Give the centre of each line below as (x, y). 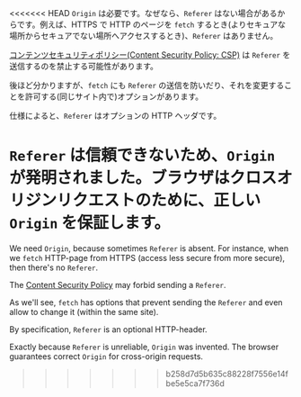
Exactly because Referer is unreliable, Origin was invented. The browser (144, 347)
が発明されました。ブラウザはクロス (143, 178)
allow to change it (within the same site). (84, 311)
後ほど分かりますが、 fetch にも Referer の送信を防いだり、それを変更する (147, 85)
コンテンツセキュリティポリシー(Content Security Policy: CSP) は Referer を (150, 55)
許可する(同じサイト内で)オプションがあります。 (114, 96)
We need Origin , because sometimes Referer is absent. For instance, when (149, 248)
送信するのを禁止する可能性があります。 (84, 66)
